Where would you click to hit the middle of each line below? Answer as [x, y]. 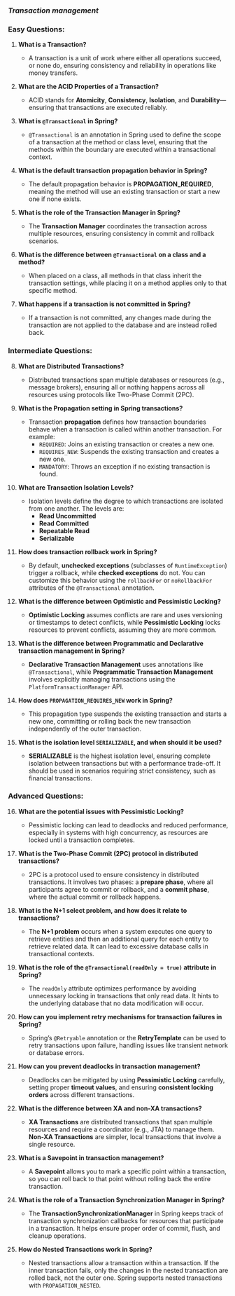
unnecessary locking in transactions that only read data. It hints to [123, 995]
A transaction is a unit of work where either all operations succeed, [125, 58]
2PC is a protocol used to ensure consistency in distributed [114, 874]
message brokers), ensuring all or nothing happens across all [116, 387]
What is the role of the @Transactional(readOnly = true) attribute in [117, 967]
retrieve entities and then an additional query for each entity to [119, 939]
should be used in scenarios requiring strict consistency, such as [122, 771]
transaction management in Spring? [71, 651]
